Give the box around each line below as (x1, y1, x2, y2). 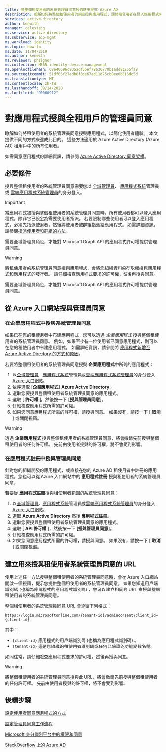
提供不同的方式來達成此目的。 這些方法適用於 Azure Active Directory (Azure (5, 137, 160, 143)
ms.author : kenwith (5, 53, 45, 58)
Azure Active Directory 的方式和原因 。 (5, 350, 83, 357)
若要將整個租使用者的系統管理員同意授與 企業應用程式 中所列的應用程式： (5, 361, 154, 367)
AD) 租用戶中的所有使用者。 (5, 143, 62, 149)
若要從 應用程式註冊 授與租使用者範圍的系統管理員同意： (5, 490, 119, 496)
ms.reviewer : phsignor (5, 58, 52, 63)
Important (5, 199, 25, 206)
